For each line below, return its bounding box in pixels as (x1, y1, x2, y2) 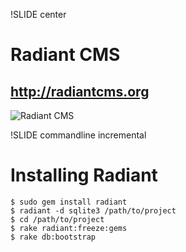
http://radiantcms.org (10, 83, 150, 100)
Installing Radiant (10, 164, 158, 187)
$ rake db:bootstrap (10, 232, 97, 242)
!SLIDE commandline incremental (10, 129, 147, 141)
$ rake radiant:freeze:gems (10, 223, 128, 233)
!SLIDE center (10, 9, 67, 20)
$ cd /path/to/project (10, 214, 105, 224)
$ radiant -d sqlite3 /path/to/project (10, 205, 177, 216)
